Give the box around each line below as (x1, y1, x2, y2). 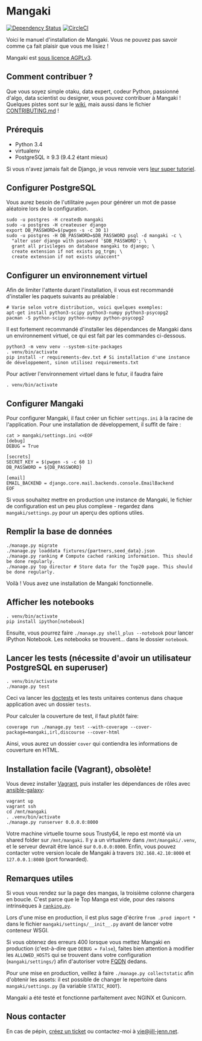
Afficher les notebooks (6, 597, 95, 607)
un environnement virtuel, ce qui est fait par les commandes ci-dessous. (6, 332, 186, 339)
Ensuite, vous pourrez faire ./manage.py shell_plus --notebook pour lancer (6, 629, 194, 636)
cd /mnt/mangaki (6, 809, 47, 815)
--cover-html (87, 729, 120, 736)
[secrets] (6, 454, 31, 460)
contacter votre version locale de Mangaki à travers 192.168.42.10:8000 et (6, 849, 191, 857)
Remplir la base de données (6, 526, 113, 537)
